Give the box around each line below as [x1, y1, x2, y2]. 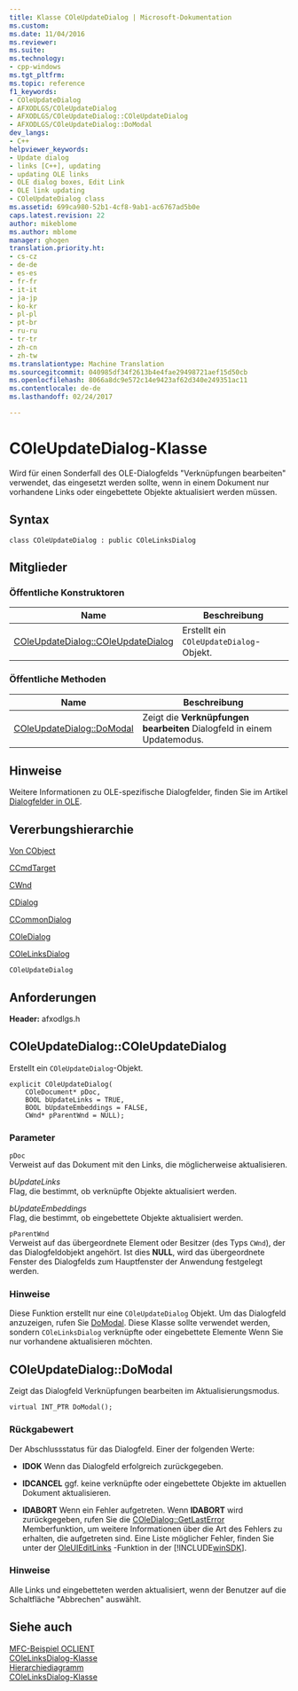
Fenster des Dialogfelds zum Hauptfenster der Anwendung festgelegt [9, 1256, 263, 1267]
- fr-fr [9, 277, 38, 286]
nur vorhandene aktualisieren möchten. [9, 1336, 153, 1347]
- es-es [9, 269, 38, 278]
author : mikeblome [9, 219, 77, 228]
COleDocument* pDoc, [25, 1088, 101, 1097]
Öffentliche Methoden [9, 673, 106, 686]
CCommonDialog [9, 915, 72, 925]
